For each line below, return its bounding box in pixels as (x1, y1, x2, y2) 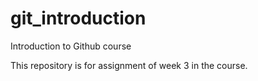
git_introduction (10, 7, 147, 30)
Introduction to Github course (10, 40, 132, 52)
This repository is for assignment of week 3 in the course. (10, 59, 248, 71)
